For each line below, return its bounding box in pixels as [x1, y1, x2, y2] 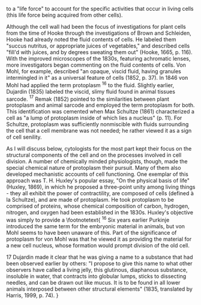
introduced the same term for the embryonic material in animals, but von [6, 222, 185, 230]
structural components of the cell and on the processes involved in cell [6, 151, 182, 159]
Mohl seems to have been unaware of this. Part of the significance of [6, 229, 177, 236]
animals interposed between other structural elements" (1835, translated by [6, 285, 193, 292]
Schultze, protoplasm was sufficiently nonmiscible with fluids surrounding [6, 121, 189, 128]
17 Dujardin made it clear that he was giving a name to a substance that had [6, 253, 193, 261]
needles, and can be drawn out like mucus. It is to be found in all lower [6, 279, 181, 286]
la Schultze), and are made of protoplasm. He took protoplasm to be [6, 196, 174, 204]
